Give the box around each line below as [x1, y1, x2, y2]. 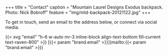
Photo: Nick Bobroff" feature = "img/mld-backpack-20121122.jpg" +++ [5, 9, 151, 15]
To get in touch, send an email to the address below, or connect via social [5, 19, 157, 25]
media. [5, 24, 20, 30]
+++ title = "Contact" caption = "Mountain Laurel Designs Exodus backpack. [5, 4, 163, 10]
